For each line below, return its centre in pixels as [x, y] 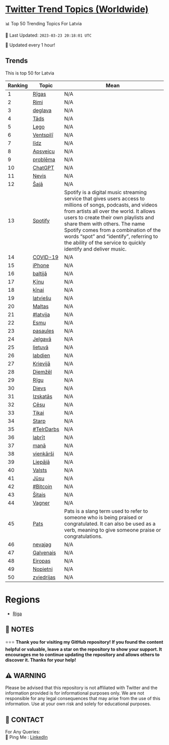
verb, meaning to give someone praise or [112, 530]
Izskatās [43, 396]
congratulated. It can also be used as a [110, 524]
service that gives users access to [104, 199]
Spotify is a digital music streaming [105, 192]
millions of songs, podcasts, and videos [111, 205]
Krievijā [41, 363]
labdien [41, 355]
